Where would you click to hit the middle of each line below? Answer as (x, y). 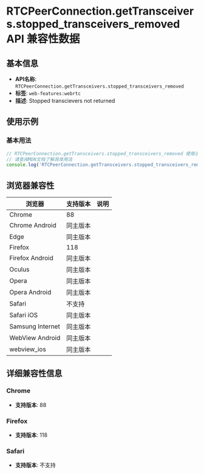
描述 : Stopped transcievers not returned (65, 101)
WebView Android (35, 338)
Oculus (19, 270)
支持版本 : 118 (31, 435)
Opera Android (30, 292)
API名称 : (26, 79)
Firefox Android (31, 258)
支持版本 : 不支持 (35, 465)
